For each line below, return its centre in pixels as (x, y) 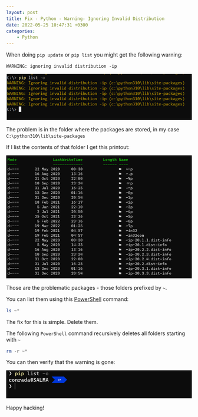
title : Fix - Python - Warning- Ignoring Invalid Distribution (85, 19)
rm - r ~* (17, 351)
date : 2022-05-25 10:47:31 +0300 (47, 25)
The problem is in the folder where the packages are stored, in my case (93, 129)
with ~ (13, 339)
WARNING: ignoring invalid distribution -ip (62, 67)
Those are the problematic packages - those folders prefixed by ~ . (87, 287)
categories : (21, 31)
